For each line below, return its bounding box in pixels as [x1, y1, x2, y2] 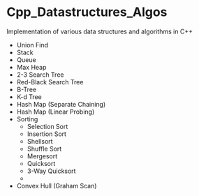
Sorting [16, 114, 38, 123]
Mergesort [27, 151, 58, 160]
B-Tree [16, 85, 36, 93]
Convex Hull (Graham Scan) [16, 181, 97, 190]
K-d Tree [16, 92, 43, 101]
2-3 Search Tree [16, 70, 64, 79]
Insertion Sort [27, 130, 67, 138]
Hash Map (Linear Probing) [16, 107, 95, 116]
